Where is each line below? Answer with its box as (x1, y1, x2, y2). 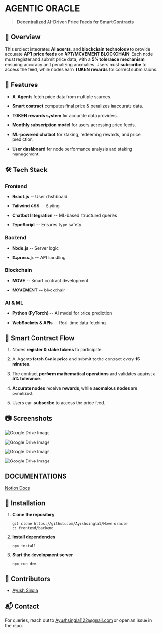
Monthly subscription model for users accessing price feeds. (12, 122, 136, 128)
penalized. (12, 390, 33, 396)
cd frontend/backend (12, 526, 54, 530)
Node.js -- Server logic (12, 245, 59, 251)
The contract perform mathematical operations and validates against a (12, 370, 156, 376)
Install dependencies (12, 534, 56, 540)
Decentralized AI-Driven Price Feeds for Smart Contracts (16, 19, 134, 25)
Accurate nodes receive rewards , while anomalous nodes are (12, 385, 138, 391)
